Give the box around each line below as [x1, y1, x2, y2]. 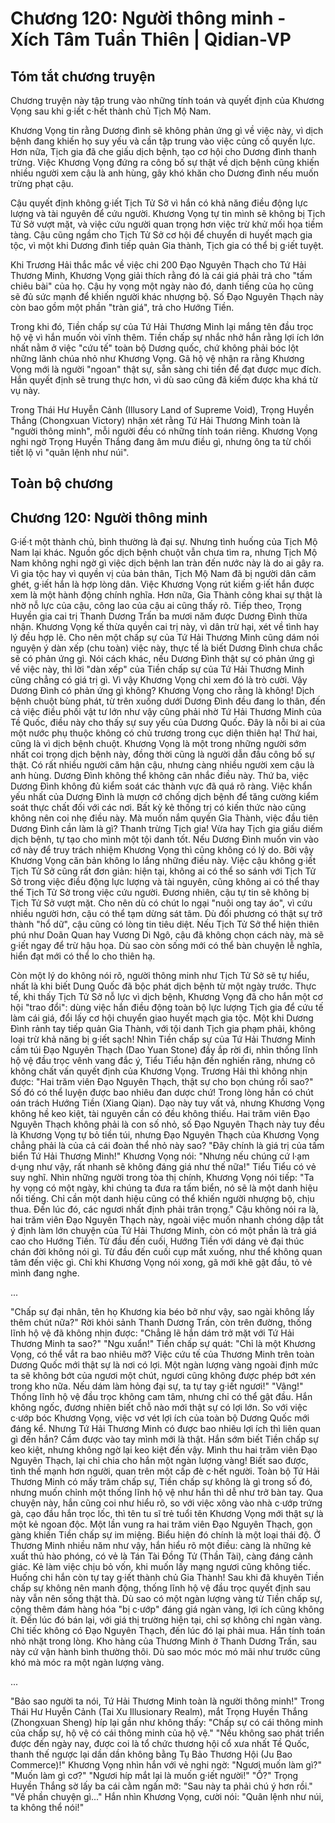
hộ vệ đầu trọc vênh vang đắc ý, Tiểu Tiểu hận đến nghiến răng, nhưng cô [10, 1055, 316, 1067]
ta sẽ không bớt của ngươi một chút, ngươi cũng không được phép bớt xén [10, 1370, 317, 1382]
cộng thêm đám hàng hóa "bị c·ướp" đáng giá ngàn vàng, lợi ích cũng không [10, 1603, 325, 1616]
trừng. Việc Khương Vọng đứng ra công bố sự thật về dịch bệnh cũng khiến [10, 157, 320, 168]
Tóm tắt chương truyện [10, 68, 156, 85]
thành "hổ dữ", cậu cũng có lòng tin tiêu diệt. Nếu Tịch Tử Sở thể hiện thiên [10, 918, 320, 931]
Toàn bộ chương [10, 475, 114, 492]
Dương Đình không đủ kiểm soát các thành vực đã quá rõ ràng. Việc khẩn [10, 780, 313, 792]
